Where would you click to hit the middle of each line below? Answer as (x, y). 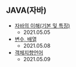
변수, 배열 (25, 39)
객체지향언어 (29, 52)
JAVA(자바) (26, 10)
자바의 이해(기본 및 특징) (42, 26)
